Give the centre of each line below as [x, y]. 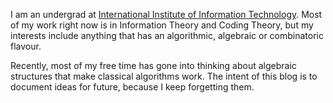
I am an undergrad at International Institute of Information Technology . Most [166, 14]
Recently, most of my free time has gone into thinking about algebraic [153, 65]
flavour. [26, 46]
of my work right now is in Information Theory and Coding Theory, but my [162, 25]
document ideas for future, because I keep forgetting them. [132, 87]
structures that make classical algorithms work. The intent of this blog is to [164, 76]
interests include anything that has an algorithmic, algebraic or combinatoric [167, 35]
